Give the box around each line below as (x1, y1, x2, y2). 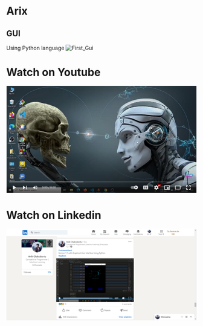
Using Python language (6, 44, 65, 51)
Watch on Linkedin (6, 209, 101, 222)
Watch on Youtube (6, 65, 101, 79)
